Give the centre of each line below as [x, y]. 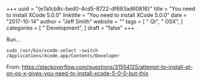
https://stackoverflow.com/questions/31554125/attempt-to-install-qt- [107, 67]
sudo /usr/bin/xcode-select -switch [52, 51]
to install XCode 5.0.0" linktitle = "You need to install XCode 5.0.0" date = [97, 15]
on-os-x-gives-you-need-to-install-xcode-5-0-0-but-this [77, 73]
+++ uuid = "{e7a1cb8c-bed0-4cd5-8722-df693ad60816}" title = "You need [101, 9]
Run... [14, 39]
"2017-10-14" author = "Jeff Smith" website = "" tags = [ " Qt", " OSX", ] [95, 21]
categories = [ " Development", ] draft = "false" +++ [70, 28]
